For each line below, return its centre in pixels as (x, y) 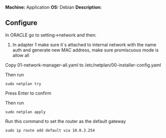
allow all (21, 55)
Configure (21, 23)
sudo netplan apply (25, 112)
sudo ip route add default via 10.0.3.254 (50, 130)
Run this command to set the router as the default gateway (65, 121)
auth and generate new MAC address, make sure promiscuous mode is (85, 50)
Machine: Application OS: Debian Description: (53, 7)
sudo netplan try (23, 84)
